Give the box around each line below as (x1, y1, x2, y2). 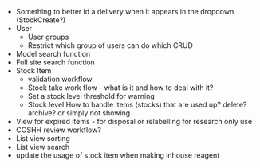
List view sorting (15, 134, 70, 143)
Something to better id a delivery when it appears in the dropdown (15, 7, 234, 16)
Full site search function (15, 57, 96, 67)
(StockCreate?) (15, 15, 66, 25)
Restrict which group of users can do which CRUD (27, 41, 194, 50)
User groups (27, 32, 69, 41)
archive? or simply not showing (27, 108, 131, 118)
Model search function (15, 49, 91, 58)
